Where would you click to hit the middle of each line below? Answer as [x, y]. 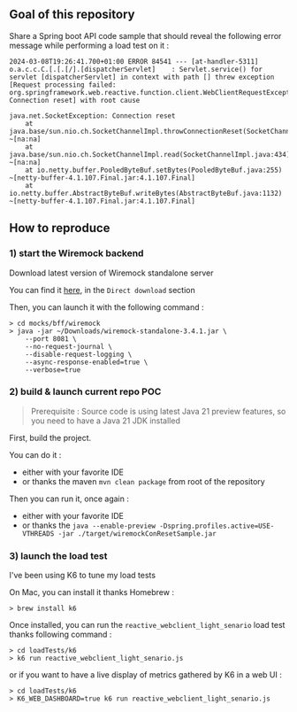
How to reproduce [60, 228]
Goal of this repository [72, 15]
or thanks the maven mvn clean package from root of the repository [143, 481]
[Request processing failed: [63, 85]
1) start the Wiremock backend [76, 253]
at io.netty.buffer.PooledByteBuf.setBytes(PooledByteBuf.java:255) [154, 170]
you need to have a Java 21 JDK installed [106, 421]
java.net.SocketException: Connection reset [92, 116]
